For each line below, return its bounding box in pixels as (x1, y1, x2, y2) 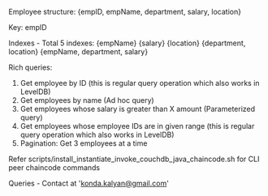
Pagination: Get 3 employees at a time (19, 138, 148, 148)
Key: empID (8, 23, 47, 32)
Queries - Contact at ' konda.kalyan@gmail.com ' (8, 178, 169, 188)
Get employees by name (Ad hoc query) (19, 96, 154, 104)
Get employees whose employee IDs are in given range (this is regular (19, 121, 255, 130)
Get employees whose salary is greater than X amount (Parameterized (19, 104, 256, 113)
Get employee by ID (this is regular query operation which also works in (19, 79, 260, 87)
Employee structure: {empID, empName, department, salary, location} (8, 7, 242, 16)
